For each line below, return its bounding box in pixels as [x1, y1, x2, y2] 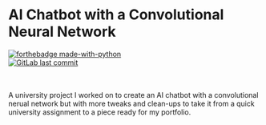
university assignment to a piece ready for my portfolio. [8, 107, 191, 117]
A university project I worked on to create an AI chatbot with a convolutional [8, 90, 259, 99]
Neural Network [8, 22, 116, 41]
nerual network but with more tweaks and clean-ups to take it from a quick [8, 99, 255, 108]
